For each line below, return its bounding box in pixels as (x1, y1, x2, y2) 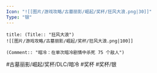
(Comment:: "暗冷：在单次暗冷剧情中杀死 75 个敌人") (6, 49, 125, 55)
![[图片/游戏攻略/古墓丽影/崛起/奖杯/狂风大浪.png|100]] (6, 38, 133, 44)
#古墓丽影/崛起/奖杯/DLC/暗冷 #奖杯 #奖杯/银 (6, 61, 117, 68)
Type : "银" (6, 14, 33, 20)
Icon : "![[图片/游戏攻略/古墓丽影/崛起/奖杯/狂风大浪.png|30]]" (6, 8, 152, 15)
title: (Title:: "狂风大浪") (6, 31, 75, 37)
